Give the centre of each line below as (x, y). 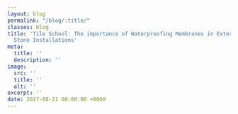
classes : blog (28, 27)
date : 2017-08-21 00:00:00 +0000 (57, 100)
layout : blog (27, 14)
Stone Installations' (46, 40)
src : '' (25, 73)
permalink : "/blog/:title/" (49, 21)
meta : (15, 47)
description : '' (38, 60)
